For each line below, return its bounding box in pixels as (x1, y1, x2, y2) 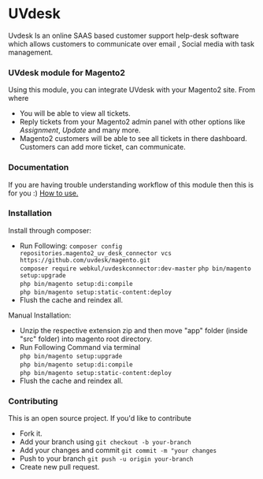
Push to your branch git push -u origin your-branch (19, 454, 194, 463)
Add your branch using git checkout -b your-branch (19, 437, 191, 447)
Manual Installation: (8, 310, 72, 320)
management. (8, 47, 54, 57)
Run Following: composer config (19, 241, 123, 251)
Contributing (8, 395, 58, 407)
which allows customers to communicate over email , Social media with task (8, 39, 255, 48)
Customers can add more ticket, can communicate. (19, 143, 187, 152)
